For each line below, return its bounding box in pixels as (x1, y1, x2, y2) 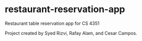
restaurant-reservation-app (5, 4, 126, 15)
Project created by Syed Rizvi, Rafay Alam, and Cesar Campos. (5, 30, 137, 36)
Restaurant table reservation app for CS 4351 (5, 20, 100, 26)
